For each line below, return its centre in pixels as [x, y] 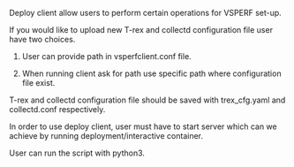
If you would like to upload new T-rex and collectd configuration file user [141, 30]
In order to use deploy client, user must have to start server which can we [143, 126]
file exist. [38, 83]
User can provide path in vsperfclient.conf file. [106, 56]
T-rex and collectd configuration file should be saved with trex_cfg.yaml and [147, 100]
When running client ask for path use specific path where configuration [151, 73]
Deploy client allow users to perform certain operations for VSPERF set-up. [146, 13]
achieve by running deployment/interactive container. [106, 136]
